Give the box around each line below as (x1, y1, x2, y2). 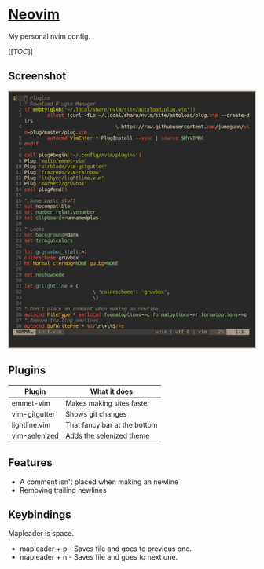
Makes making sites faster (65, 398, 151, 408)
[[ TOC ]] (8, 46, 33, 56)
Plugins (8, 364, 46, 377)
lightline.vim (11, 420, 51, 430)
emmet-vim (11, 398, 51, 408)
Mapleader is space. (8, 529, 75, 538)
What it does (90, 387, 134, 396)
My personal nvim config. (8, 31, 91, 41)
